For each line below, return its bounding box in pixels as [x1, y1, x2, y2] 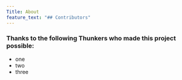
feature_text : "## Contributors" [6, 14, 91, 20]
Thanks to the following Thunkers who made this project [6, 34, 176, 43]
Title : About [6, 8, 39, 15]
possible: [6, 42, 35, 50]
